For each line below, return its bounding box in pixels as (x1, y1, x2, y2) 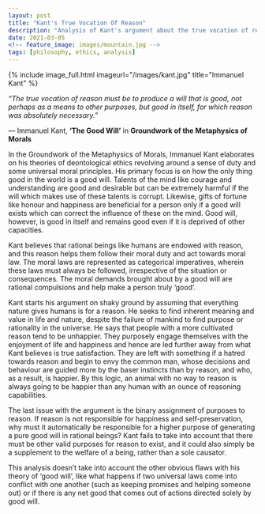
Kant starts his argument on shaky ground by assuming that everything (8, 298, 239, 307)
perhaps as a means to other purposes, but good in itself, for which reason (8, 102, 252, 111)
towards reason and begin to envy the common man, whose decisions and (8, 357, 251, 366)
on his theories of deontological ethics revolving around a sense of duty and (8, 158, 256, 167)
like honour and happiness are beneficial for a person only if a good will (8, 200, 241, 210)
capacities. (8, 225, 44, 234)
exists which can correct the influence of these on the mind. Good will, (8, 209, 238, 217)
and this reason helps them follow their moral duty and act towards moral (8, 249, 246, 258)
